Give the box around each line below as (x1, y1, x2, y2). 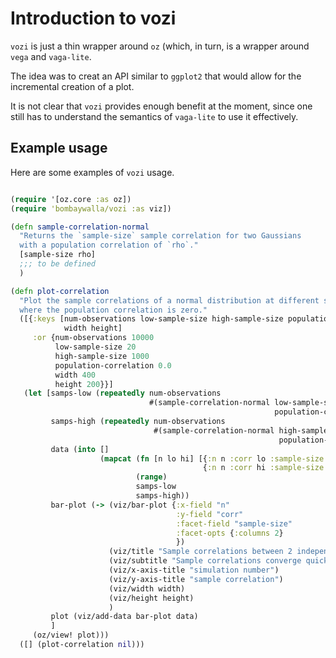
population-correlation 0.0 (54, 360, 172, 371)
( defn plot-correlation (10, 286, 110, 296)
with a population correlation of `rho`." (19, 240, 199, 251)
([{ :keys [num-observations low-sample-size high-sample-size (19, 314, 284, 324)
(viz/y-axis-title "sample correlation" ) (108, 574, 284, 584)
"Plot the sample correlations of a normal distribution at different (19, 295, 320, 306)
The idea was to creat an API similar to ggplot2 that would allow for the (10, 70, 302, 82)
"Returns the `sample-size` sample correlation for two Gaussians (19, 231, 302, 241)
